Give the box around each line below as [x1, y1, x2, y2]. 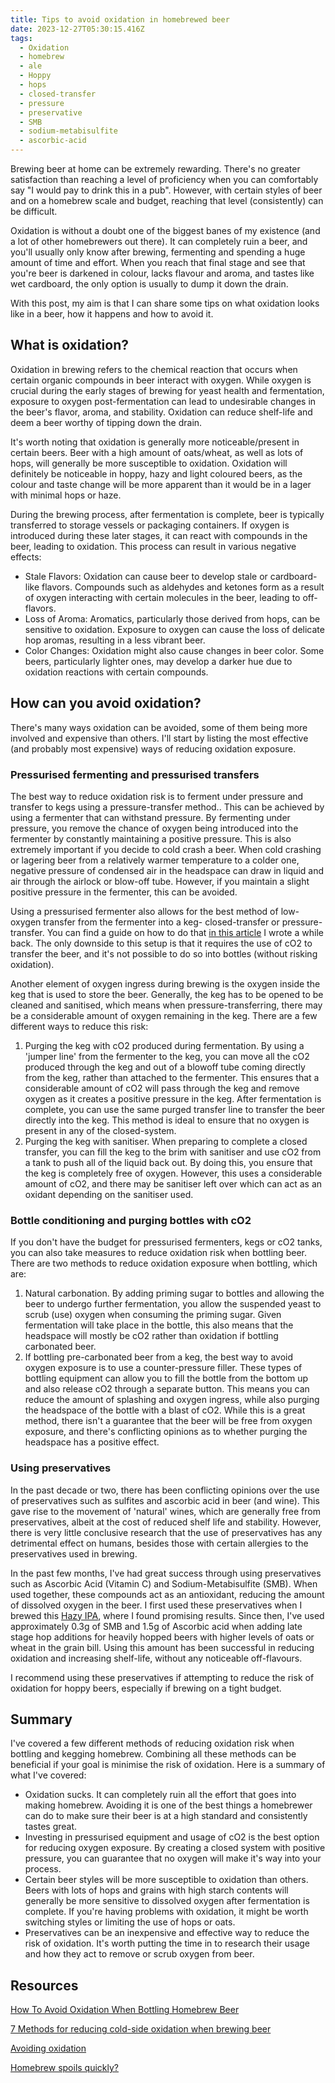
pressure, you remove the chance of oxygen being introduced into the [10, 822, 299, 834]
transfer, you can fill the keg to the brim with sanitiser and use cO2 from [24, 1146, 322, 1158]
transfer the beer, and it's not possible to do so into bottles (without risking [10, 947, 318, 960]
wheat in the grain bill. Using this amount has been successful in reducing [10, 1641, 315, 1653]
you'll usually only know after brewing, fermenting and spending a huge [10, 246, 306, 258]
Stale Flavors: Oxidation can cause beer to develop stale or [24, 570, 268, 582]
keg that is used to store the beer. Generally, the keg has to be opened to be [10, 988, 324, 1000]
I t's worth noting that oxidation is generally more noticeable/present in [10, 436, 300, 448]
